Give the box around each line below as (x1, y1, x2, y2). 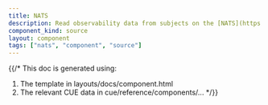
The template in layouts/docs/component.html (19, 79, 174, 89)
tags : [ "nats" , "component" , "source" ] (8, 42, 142, 50)
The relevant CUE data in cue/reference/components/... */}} (19, 87, 219, 97)
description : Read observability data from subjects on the (8, 19, 215, 27)
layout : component (8, 34, 70, 42)
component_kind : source (8, 26, 89, 34)
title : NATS (8, 11, 48, 20)
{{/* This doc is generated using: (8, 63, 117, 73)
